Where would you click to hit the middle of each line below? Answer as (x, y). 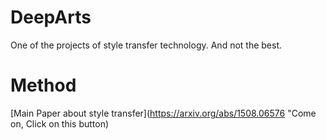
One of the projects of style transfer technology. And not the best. (146, 45)
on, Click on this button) (60, 123)
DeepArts (51, 17)
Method (43, 85)
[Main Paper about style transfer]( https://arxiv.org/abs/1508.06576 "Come (163, 113)
